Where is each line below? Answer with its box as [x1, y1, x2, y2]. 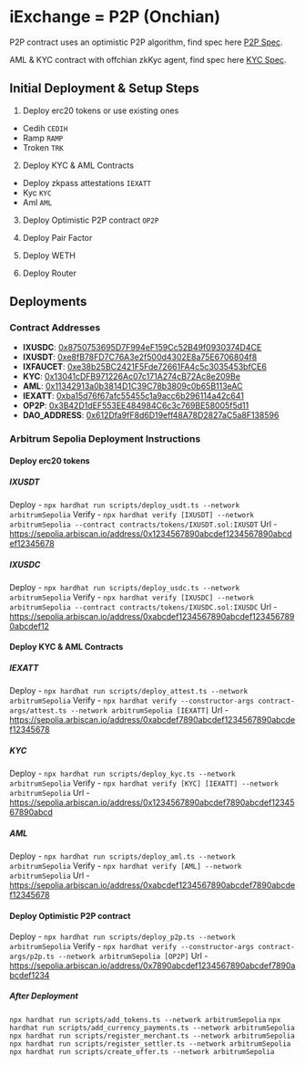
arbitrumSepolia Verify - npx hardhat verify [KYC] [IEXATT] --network [9, 778, 280, 788]
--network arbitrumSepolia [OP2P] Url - [57, 950, 208, 961]
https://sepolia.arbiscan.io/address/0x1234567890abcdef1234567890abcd [9, 527, 293, 539]
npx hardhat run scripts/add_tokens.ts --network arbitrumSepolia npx [9, 1015, 281, 1024]
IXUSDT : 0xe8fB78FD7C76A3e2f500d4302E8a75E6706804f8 [22, 351, 258, 362]
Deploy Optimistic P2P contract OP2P [22, 214, 159, 225]
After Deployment [9, 990, 79, 1001]
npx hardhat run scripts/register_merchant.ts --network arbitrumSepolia [9, 1031, 296, 1040]
